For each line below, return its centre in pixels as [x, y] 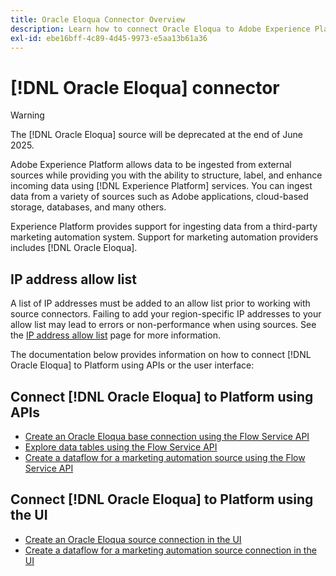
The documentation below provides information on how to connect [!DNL [161, 355]
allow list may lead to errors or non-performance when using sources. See [163, 325]
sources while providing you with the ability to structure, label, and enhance [166, 175]
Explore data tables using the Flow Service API [121, 447]
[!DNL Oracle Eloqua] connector [145, 87]
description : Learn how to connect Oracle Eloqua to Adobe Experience [160, 29]
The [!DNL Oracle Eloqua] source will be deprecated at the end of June [156, 135]
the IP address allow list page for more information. [115, 335]
